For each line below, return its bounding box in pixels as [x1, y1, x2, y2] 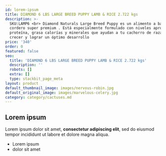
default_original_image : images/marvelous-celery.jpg [5, 90, 119, 95]
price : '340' [5, 40, 32, 45]
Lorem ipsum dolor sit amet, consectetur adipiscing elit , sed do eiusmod [5, 126, 155, 132]
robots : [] [9, 67, 32, 72]
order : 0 [5, 44, 23, 49]
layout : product [5, 81, 39, 86]
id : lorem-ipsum [5, 7, 39, 12]
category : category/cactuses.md [5, 95, 72, 100]
